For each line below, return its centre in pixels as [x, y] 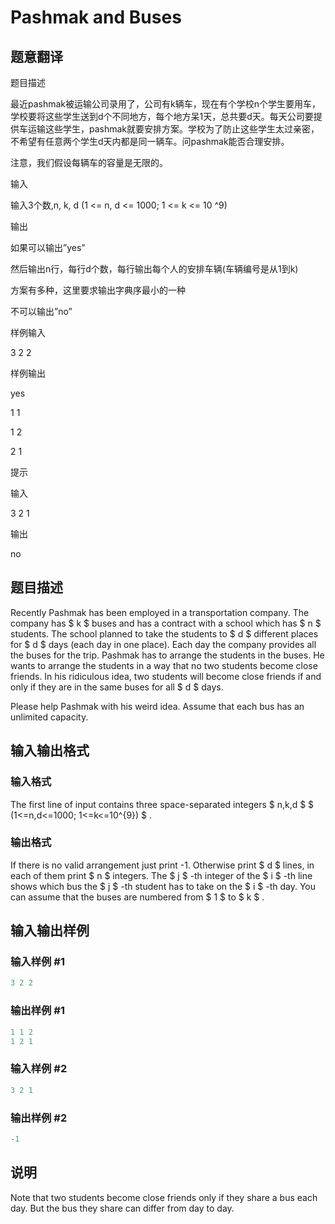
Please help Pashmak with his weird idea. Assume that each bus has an [157, 706]
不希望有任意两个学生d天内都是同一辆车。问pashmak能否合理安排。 [150, 141]
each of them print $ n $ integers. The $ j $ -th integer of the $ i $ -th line [161, 875]
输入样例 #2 [39, 1069]
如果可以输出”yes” [48, 247]
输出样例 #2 [39, 1118]
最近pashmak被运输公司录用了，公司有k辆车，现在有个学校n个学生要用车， [166, 104]
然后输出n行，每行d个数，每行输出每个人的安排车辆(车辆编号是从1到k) [154, 269]
